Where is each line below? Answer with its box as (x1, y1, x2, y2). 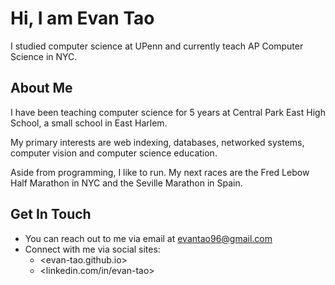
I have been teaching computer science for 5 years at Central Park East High (10, 106, 326, 118)
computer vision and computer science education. (10, 147, 218, 159)
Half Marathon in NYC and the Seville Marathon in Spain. (10, 177, 243, 189)
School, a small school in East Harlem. (10, 117, 168, 129)
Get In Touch (10, 206, 92, 223)
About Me (10, 80, 73, 97)
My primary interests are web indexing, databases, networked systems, (10, 136, 305, 148)
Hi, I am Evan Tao (10, 7, 155, 30)
